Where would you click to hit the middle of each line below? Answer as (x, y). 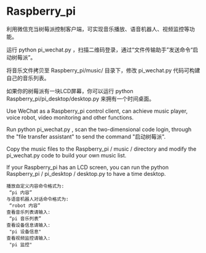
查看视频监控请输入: (29, 238)
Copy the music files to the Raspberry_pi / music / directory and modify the (101, 149)
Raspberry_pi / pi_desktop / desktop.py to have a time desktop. (86, 173)
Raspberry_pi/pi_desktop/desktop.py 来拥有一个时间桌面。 (81, 99)
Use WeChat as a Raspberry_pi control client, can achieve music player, (97, 111)
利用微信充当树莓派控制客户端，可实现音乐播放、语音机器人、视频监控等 (98, 29)
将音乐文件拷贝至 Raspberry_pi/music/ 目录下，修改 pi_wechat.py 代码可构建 (103, 70)
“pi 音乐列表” (25, 219)
